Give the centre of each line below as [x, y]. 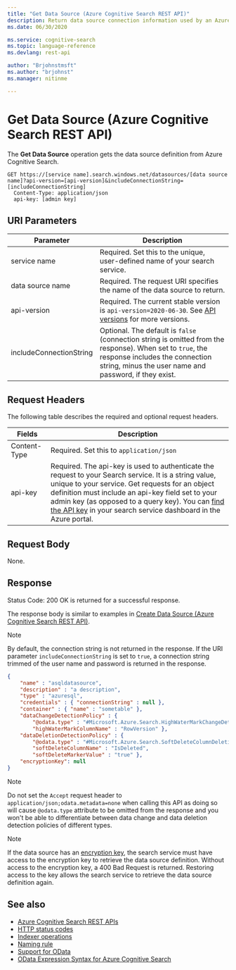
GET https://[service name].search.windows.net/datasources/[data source [118, 174]
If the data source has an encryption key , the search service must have [110, 852]
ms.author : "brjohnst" [40, 72]
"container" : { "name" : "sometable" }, [81, 709]
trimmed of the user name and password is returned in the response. [107, 664]
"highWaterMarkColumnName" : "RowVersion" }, [100, 729]
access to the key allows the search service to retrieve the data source [110, 875]
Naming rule [35, 944]
